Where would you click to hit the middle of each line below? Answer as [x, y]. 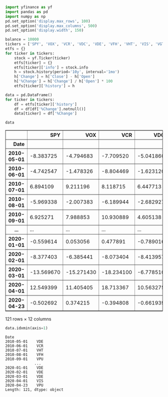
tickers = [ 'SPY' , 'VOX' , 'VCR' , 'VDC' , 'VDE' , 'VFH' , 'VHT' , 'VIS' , [79, 44]
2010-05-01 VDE [24, 341]
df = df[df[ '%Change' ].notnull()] [50, 109]
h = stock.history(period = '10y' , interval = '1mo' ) [67, 72]
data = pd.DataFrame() [29, 95]
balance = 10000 [22, 39]
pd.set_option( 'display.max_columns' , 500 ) [51, 26]
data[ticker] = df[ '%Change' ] [46, 113]
